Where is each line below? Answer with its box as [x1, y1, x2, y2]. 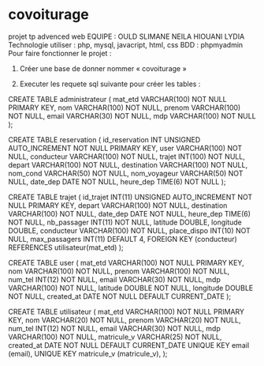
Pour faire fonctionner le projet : [8, 48, 112, 58]
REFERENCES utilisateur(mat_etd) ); [8, 243, 124, 252]
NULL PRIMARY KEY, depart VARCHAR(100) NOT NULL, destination [8, 200, 228, 210]
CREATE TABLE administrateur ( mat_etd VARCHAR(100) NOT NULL [8, 94, 227, 104]
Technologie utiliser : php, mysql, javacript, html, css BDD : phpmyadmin [8, 40, 244, 49]
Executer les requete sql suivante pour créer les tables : [19, 79, 201, 89]
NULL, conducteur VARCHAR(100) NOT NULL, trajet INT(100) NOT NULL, [8, 152, 246, 161]
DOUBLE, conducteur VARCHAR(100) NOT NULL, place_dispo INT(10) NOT [8, 225, 251, 235]
